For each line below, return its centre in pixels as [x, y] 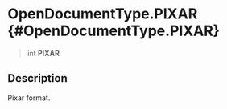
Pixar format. [29, 98]
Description [37, 78]
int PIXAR [43, 53]
